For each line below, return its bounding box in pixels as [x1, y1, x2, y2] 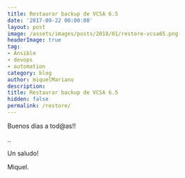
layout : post [7, 23, 46, 30]
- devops [7, 57, 33, 64]
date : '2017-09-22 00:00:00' [7, 17, 93, 24]
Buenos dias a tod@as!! [7, 121, 76, 130]
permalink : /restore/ [7, 102, 71, 109]
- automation [7, 63, 46, 70]
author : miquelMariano [7, 76, 74, 83]
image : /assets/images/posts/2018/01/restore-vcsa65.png [7, 30, 179, 37]
